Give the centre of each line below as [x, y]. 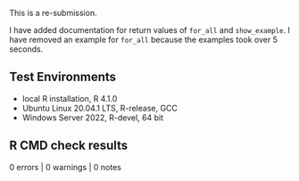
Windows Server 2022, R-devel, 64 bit [93, 117]
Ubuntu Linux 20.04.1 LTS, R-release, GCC [100, 108]
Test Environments [63, 77]
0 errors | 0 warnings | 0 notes [66, 167]
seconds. [26, 49]
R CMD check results [69, 146]
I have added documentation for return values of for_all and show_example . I [149, 30]
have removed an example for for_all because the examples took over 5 [144, 40]
